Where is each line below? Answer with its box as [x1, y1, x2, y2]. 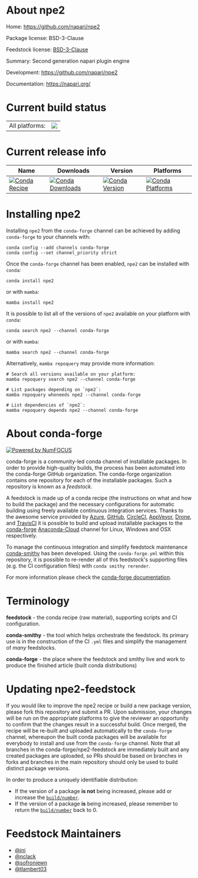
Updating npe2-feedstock [6, 682, 136, 696]
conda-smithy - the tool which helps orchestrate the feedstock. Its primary [6, 631, 189, 638]
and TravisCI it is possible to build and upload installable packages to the [6, 519, 183, 526]
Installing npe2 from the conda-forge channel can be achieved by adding [6, 227, 181, 234]
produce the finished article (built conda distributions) [6, 661, 137, 669]
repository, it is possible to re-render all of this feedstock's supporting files [6, 556, 187, 563]
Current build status [6, 101, 107, 114]
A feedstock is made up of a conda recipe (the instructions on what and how [6, 494, 192, 502]
